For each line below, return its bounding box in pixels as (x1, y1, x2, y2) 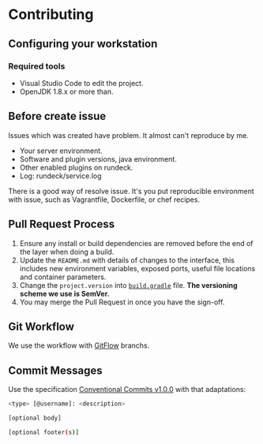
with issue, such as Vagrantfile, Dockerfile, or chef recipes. (8, 195, 200, 204)
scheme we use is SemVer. (19, 289, 110, 298)
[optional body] (8, 414, 62, 422)
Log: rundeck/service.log (19, 171, 102, 181)
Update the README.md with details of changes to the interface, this (19, 255, 235, 265)
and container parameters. (19, 272, 107, 282)
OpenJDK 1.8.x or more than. (19, 87, 114, 96)
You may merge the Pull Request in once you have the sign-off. (19, 297, 225, 307)
